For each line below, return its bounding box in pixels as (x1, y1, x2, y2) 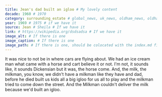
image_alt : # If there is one (5, 34, 66, 39)
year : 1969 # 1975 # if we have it (5, 20, 77, 25)
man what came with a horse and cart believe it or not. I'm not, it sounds (5, 61, 148, 67)
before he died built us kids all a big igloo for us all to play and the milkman (5, 76, 153, 82)
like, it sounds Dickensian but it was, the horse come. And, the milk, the (5, 66, 147, 72)
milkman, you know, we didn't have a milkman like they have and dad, (5, 71, 143, 77)
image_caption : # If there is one (5, 38, 75, 43)
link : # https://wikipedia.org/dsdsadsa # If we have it (5, 29, 122, 34)
